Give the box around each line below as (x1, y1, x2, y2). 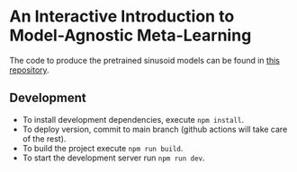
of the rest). (22, 133, 67, 144)
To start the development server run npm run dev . (22, 152, 205, 163)
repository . (9, 64, 49, 75)
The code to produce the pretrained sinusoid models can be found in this (9, 55, 281, 65)
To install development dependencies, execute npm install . (22, 114, 245, 125)
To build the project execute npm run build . (22, 142, 184, 153)
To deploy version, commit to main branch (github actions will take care (22, 124, 288, 134)
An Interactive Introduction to (9, 6, 235, 27)
